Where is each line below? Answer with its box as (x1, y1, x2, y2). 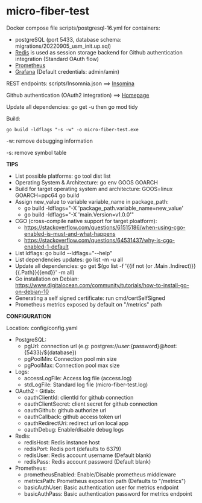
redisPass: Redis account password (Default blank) (24, 458, 151, 465)
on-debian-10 (14, 288, 49, 295)
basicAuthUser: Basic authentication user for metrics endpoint (24, 484, 179, 491)
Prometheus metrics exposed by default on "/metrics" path (14, 300, 162, 308)
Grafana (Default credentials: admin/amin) (14, 68, 119, 75)
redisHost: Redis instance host (24, 438, 100, 446)
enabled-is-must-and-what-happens (24, 230, 116, 237)
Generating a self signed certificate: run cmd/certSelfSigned (14, 294, 166, 302)
